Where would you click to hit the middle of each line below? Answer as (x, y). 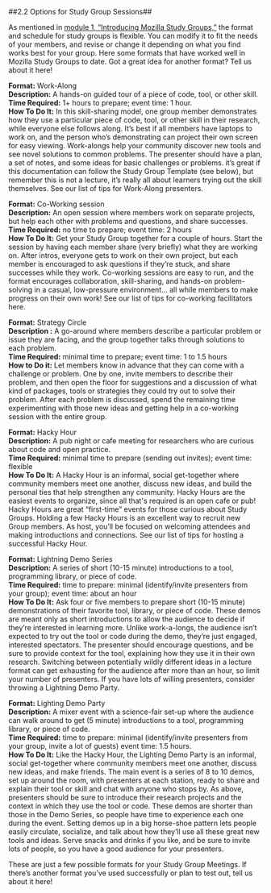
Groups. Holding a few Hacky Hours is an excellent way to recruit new (125, 518)
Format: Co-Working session (56, 204)
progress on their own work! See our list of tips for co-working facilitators (130, 298)
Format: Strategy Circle (48, 322)
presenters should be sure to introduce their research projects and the (125, 797)
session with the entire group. (58, 417)
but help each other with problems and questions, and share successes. (128, 221)
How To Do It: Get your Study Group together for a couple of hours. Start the (136, 238)
